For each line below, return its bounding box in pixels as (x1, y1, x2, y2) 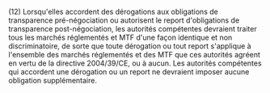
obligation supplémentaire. (8, 76, 97, 85)
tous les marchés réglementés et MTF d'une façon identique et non (8, 32, 233, 42)
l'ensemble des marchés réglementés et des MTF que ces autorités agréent (8, 50, 261, 59)
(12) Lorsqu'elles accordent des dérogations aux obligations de (8, 7, 218, 16)
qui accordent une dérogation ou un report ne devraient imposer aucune (8, 67, 250, 76)
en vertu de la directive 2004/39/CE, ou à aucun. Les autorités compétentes (8, 58, 262, 68)
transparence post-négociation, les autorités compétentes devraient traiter (8, 24, 257, 33)
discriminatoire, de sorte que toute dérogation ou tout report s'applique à (8, 41, 252, 51)
